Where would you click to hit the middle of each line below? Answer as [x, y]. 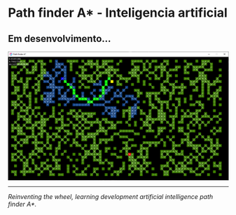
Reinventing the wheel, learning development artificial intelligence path [111, 197]
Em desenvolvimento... [60, 39]
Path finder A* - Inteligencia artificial [118, 13]
